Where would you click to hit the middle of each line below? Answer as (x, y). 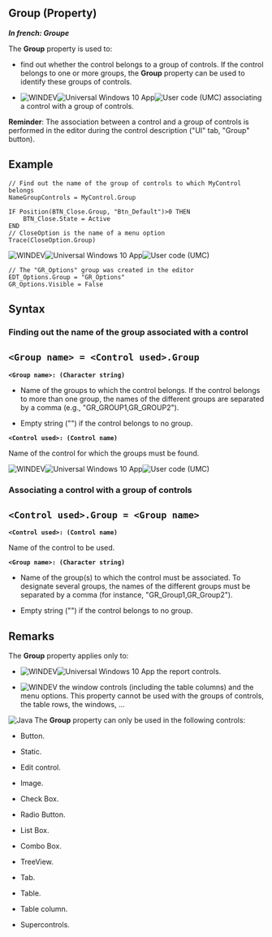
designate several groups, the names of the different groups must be (135, 586)
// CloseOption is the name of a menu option (86, 233)
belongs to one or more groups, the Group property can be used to (132, 73)
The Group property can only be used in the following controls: (140, 720)
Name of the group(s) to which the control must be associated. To (130, 578)
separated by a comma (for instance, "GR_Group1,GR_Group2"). (126, 595)
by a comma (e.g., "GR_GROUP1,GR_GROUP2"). (99, 407)
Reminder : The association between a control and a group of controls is (129, 122)
